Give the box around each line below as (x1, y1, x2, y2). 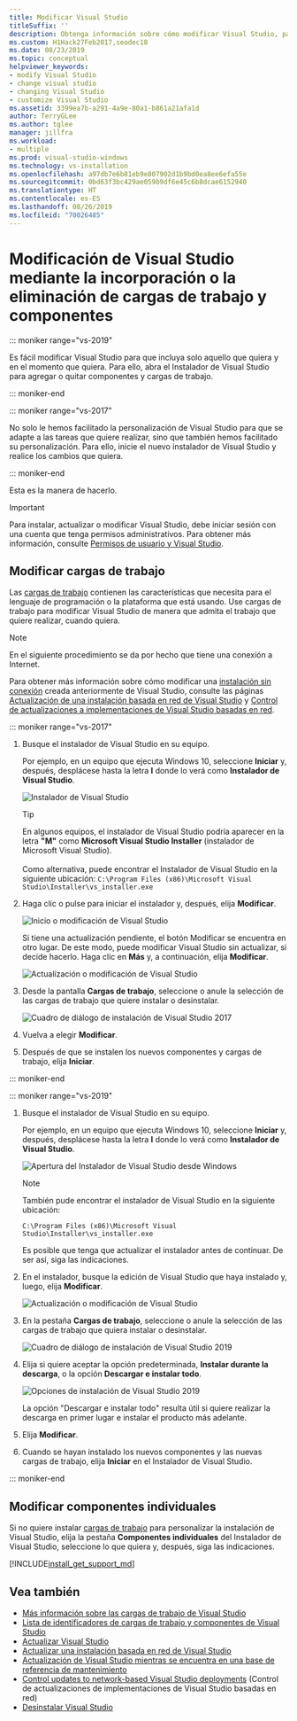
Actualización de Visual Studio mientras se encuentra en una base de (21, 1655, 276, 1665)
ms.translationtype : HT (9, 186, 97, 195)
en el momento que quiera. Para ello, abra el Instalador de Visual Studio (9, 361, 270, 372)
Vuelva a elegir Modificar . (21, 1030, 118, 1040)
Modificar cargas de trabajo (9, 564, 165, 579)
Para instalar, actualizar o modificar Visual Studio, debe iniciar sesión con (9, 519, 277, 530)
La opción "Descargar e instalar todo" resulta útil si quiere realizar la (21, 1403, 271, 1413)
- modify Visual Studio (9, 71, 97, 80)
